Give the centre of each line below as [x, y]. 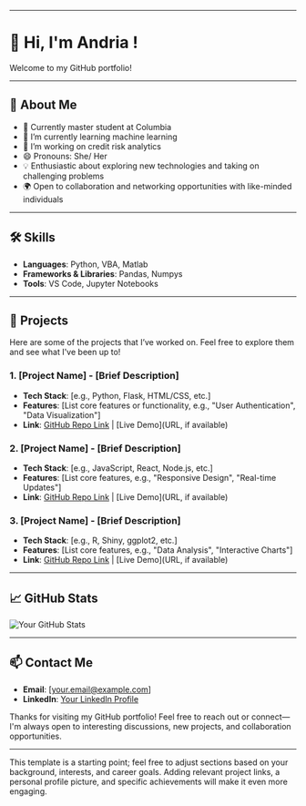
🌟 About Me [43, 105]
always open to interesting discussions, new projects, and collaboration [157, 726]
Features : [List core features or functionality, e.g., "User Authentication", [159, 405]
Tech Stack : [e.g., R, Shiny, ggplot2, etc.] [100, 541]
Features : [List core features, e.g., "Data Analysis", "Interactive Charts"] [158, 550]
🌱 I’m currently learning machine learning [100, 137]
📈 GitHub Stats [54, 598]
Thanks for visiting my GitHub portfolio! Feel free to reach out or [129, 717]
